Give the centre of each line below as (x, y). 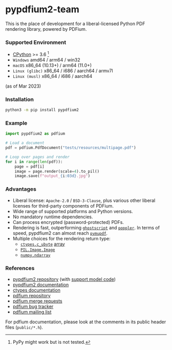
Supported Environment (36, 42)
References (20, 268)
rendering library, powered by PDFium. (46, 29)
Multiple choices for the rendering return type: (62, 238)
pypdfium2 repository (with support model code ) (64, 279)
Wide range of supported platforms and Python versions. (73, 211)
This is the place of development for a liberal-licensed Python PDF (75, 24)
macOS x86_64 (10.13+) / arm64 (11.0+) (52, 65)
